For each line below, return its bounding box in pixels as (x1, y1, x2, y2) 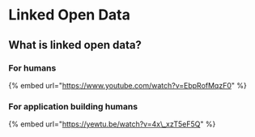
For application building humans (8, 101, 138, 112)
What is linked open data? (8, 38, 142, 52)
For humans (8, 62, 57, 74)
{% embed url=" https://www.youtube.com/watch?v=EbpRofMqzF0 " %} (8, 80, 247, 90)
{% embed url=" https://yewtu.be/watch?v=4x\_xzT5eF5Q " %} (8, 119, 216, 129)
